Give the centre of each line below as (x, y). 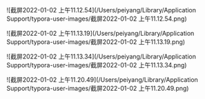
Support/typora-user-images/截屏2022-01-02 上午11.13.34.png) (97, 65)
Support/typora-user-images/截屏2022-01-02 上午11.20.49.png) (98, 88)
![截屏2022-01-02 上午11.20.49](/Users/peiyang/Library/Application (102, 80)
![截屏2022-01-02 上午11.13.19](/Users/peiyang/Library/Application (100, 33)
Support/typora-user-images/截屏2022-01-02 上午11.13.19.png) (96, 42)
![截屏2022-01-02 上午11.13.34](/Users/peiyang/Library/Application (101, 56)
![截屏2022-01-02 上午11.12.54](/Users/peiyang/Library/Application (101, 10)
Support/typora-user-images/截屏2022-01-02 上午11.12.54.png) (97, 19)
